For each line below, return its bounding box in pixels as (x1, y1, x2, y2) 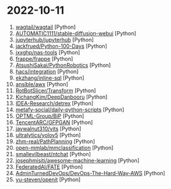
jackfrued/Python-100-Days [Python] (15, 42, 107, 50)
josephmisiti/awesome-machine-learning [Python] (15, 157, 140, 164)
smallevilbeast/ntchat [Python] (15, 150, 91, 157)
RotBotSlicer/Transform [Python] (15, 87, 96, 94)
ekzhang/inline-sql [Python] (15, 74, 84, 81)
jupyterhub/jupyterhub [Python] (15, 36, 94, 43)
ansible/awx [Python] (15, 80, 68, 87)
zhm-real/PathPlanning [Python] (15, 138, 95, 145)
